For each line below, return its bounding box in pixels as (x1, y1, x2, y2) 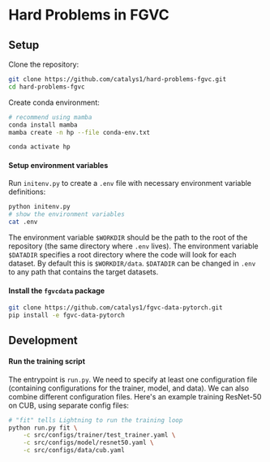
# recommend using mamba (8, 113, 92, 121)
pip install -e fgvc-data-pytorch (8, 311, 126, 320)
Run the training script (8, 356, 86, 366)
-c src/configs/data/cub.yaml (23, 447, 126, 455)
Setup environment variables (8, 160, 109, 170)
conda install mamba (8, 120, 79, 129)
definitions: (8, 187, 46, 196)
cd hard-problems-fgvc (8, 83, 85, 91)
